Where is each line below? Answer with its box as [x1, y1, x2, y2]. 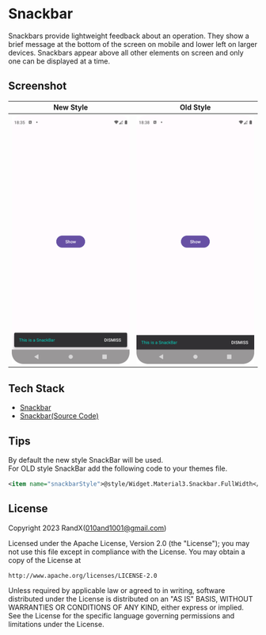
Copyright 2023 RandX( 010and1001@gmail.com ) [8, 523, 167, 533]
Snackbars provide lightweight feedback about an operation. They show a [8, 31, 249, 40]
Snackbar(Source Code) [19, 411, 99, 421]
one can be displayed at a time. [8, 56, 111, 66]
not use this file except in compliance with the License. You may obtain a [8, 547, 245, 556]
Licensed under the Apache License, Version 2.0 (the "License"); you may [8, 538, 250, 548]
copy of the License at [8, 555, 82, 564]
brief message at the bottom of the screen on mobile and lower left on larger [8, 39, 257, 48]
